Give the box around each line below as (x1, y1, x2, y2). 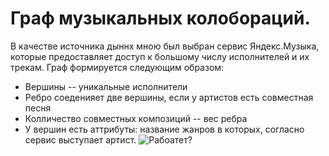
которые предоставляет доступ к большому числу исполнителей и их (10, 50, 310, 62)
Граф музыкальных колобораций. (10, 7, 311, 30)
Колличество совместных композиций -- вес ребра (24, 112, 248, 124)
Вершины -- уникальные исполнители (24, 80, 188, 92)
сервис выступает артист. (24, 133, 137, 146)
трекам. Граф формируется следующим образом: (10, 61, 225, 73)
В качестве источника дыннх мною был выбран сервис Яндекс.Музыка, (10, 40, 320, 52)
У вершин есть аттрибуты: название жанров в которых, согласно (24, 123, 305, 135)
